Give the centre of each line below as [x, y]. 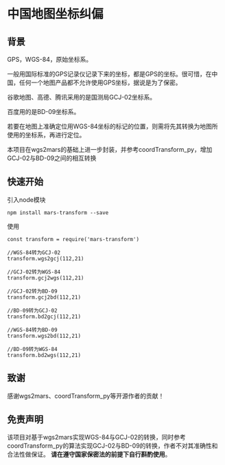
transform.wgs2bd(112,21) [44, 336]
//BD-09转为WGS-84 [32, 349]
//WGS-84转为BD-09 [32, 330]
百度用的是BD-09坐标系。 [44, 112]
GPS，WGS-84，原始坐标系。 [50, 59]
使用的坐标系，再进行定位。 [46, 135]
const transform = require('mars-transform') [73, 239]
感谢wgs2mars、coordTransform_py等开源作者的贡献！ [86, 396]
